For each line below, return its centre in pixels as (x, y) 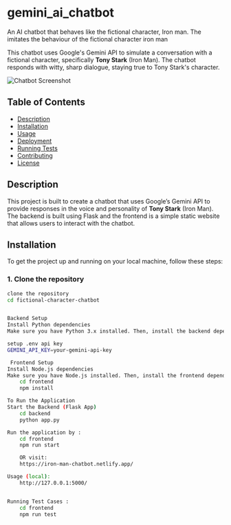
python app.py (40, 420)
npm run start (40, 445)
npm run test (38, 514)
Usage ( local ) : (29, 477)
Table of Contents (46, 102)
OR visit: (34, 458)
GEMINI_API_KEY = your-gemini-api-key (59, 350)
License (28, 163)
